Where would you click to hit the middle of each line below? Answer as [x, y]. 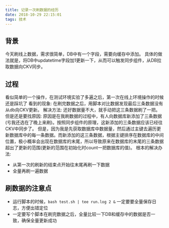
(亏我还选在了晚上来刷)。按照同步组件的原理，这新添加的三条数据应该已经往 [84, 122]
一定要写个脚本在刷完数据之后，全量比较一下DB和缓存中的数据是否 [82, 214]
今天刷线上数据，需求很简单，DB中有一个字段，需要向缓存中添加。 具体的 [82, 54]
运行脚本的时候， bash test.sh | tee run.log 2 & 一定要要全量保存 [82, 201]
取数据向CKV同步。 [25, 67]
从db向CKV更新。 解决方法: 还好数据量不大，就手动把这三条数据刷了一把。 [83, 110]
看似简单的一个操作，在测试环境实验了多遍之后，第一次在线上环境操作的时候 [84, 97]
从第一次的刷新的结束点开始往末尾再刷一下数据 [61, 165]
